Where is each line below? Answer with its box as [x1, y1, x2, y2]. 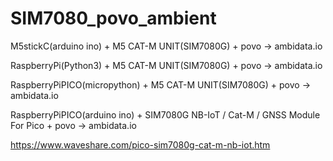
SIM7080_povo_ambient [10, 7, 217, 30]
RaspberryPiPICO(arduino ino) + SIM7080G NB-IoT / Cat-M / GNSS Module [10, 108, 321, 121]
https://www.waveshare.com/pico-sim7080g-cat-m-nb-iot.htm [10, 138, 271, 151]
